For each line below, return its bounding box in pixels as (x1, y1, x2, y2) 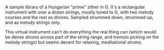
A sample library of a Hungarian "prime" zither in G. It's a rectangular (5, 4, 145, 10)
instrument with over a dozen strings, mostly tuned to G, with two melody (5, 9, 154, 15)
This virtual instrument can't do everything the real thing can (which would (5, 29, 157, 34)
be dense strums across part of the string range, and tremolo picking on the (5, 34, 159, 40)
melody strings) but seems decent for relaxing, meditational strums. (5, 39, 143, 45)
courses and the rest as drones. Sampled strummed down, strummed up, (5, 15, 154, 20)
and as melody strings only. (5, 19, 61, 25)
